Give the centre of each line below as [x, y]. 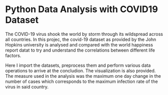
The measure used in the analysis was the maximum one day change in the [83, 76]
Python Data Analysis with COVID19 [82, 9]
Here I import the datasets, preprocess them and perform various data [78, 65]
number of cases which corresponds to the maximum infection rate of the [82, 81]
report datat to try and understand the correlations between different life [80, 50]
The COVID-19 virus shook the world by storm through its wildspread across [84, 34]
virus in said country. [27, 86]
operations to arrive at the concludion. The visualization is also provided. [80, 70]
